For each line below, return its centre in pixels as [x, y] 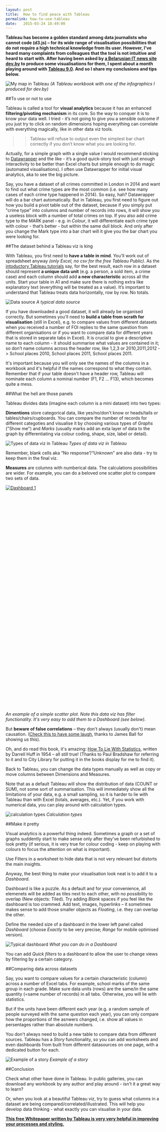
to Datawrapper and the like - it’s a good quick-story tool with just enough [81, 159]
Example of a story [69, 1059]
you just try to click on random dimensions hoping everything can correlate [82, 124]
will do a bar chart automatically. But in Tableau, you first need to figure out [82, 200]
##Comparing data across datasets [41, 969]
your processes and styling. [35, 1124]
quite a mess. [19, 384]
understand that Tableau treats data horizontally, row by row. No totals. [78, 292]
